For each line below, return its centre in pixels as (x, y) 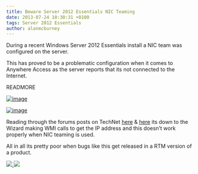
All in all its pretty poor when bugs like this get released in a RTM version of (99, 146)
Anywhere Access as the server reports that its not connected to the (91, 70)
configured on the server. (37, 52)
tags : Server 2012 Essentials (44, 23)
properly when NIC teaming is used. (51, 135)
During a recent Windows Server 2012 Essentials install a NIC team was (94, 45)
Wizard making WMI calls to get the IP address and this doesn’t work (91, 128)
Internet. (17, 76)
